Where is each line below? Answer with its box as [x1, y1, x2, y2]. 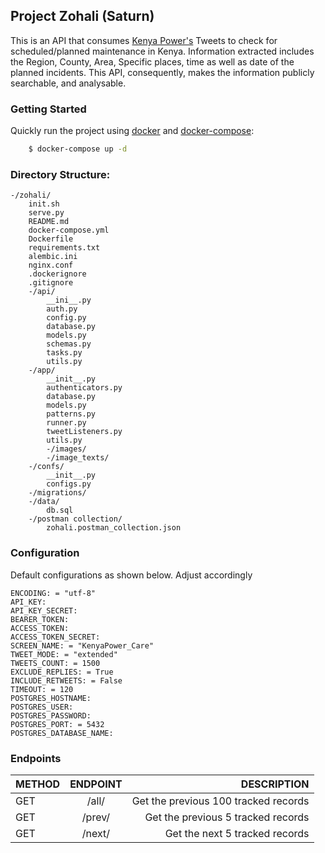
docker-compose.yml [28, 225, 110, 236]
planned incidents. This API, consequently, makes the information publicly [10, 66, 315, 78]
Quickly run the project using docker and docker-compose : [10, 125, 255, 137]
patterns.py [46, 409, 97, 419]
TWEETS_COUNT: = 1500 [10, 658, 101, 668]
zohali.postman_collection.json [46, 523, 182, 533]
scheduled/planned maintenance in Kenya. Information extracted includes [10, 45, 315, 57]
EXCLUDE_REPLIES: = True [10, 667, 114, 677]
